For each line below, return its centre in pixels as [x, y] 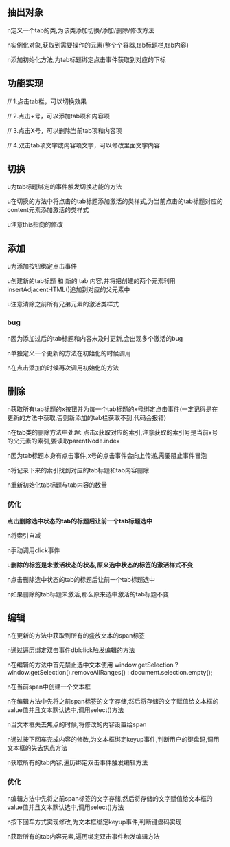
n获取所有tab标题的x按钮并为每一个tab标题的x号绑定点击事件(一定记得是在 [113, 409]
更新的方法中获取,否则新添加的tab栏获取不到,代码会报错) [87, 418]
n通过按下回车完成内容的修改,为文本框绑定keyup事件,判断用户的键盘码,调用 [113, 740]
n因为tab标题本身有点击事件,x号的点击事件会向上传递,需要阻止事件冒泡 [107, 456]
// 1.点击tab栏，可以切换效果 [47, 101]
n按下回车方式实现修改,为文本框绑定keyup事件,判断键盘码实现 [94, 822]
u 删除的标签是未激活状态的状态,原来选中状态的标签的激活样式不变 [100, 565]
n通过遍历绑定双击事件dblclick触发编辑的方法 [71, 650]
